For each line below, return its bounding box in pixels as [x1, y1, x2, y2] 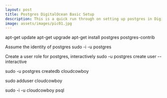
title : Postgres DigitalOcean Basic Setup [5, 12, 94, 17]
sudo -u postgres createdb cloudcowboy [5, 68, 89, 74]
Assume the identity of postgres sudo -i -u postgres [5, 44, 112, 50]
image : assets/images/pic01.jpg [5, 21, 72, 26]
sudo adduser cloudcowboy [5, 78, 63, 84]
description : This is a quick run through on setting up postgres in [5, 16, 153, 21]
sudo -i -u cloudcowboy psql [5, 87, 65, 94]
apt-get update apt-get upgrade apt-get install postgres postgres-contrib [5, 34, 155, 40]
